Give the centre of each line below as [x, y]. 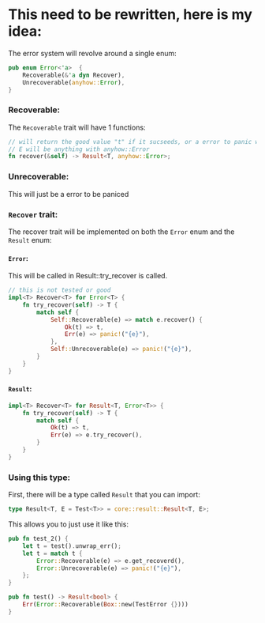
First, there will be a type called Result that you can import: [105, 495]
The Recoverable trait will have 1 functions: [77, 127]
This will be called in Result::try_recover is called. [88, 276]
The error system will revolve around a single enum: [93, 53]
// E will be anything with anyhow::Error [79, 149]
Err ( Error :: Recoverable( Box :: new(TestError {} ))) [106, 605]
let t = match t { [52, 553]
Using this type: [39, 478]
